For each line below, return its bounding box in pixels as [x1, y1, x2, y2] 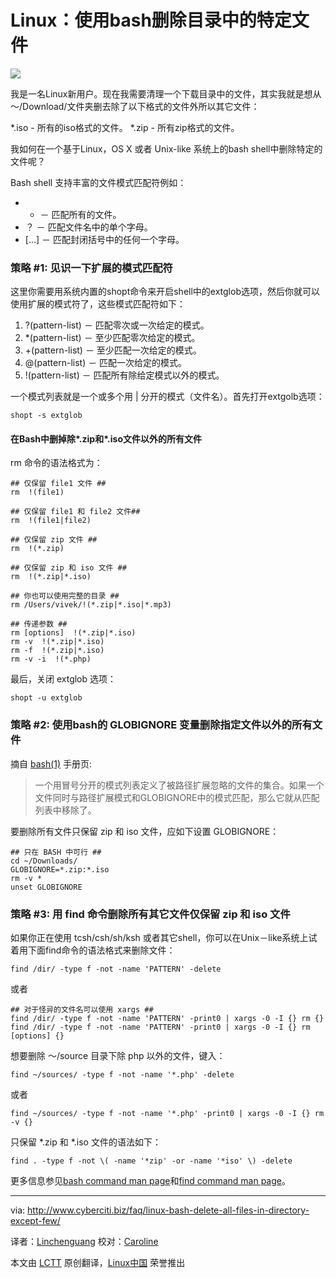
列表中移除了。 [34, 804, 97, 816]
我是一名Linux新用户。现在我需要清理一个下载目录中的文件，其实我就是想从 [10, 87, 322, 100]
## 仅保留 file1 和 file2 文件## [10, 507, 141, 517]
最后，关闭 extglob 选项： [10, 673, 117, 685]
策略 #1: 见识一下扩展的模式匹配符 [10, 261, 173, 275]
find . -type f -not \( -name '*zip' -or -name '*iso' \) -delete [10, 1156, 293, 1166]
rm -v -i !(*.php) [10, 654, 92, 665]
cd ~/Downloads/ [10, 856, 78, 866]
